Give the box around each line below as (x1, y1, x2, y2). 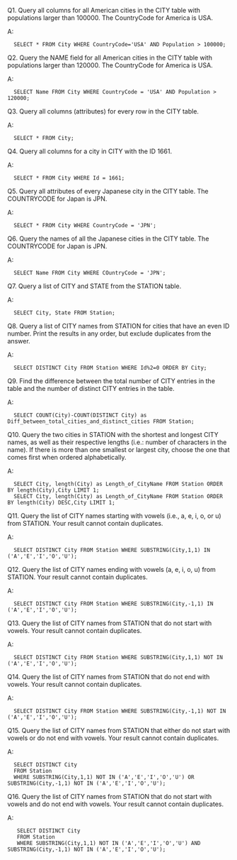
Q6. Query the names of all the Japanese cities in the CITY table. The (7, 234, 209, 243)
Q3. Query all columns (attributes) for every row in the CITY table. (7, 107, 200, 116)
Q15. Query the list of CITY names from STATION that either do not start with (7, 727, 231, 734)
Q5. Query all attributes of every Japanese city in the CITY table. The (7, 187, 209, 195)
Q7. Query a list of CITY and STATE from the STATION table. (7, 282, 182, 290)
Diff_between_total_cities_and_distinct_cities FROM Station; (7, 418, 195, 425)
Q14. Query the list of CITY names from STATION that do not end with (7, 673, 210, 680)
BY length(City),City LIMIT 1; (7, 487, 100, 494)
